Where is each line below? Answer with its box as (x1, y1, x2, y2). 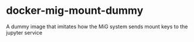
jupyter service (6, 29, 43, 36)
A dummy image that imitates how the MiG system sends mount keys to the (6, 23, 188, 30)
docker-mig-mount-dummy (6, 4, 144, 17)
